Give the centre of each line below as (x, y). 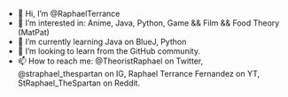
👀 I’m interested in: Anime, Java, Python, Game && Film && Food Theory (148, 23)
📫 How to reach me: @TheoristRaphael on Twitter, (110, 61)
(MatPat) (34, 32)
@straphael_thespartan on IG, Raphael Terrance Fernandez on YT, (139, 74)
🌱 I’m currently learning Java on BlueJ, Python (102, 41)
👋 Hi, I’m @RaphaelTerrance (69, 14)
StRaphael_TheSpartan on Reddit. (78, 83)
